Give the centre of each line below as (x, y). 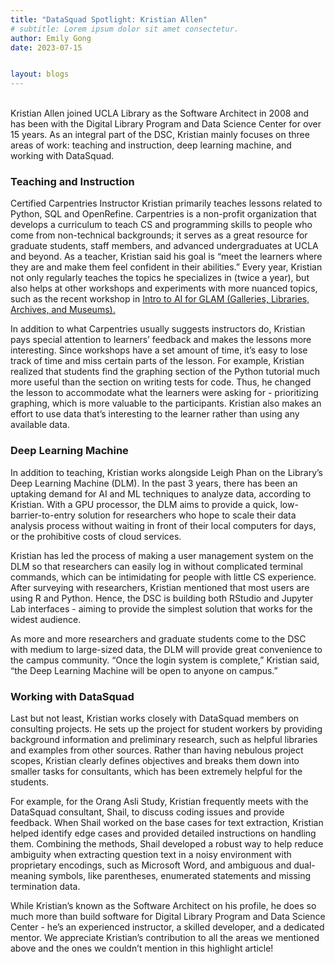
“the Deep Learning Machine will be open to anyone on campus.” (144, 670)
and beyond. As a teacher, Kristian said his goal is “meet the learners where (166, 257)
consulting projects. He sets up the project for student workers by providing (166, 729)
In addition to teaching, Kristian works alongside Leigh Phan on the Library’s (166, 472)
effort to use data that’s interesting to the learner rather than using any (155, 414)
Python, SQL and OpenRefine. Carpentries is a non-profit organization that (163, 214)
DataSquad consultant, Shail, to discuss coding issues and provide (147, 812)
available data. (40, 425)
